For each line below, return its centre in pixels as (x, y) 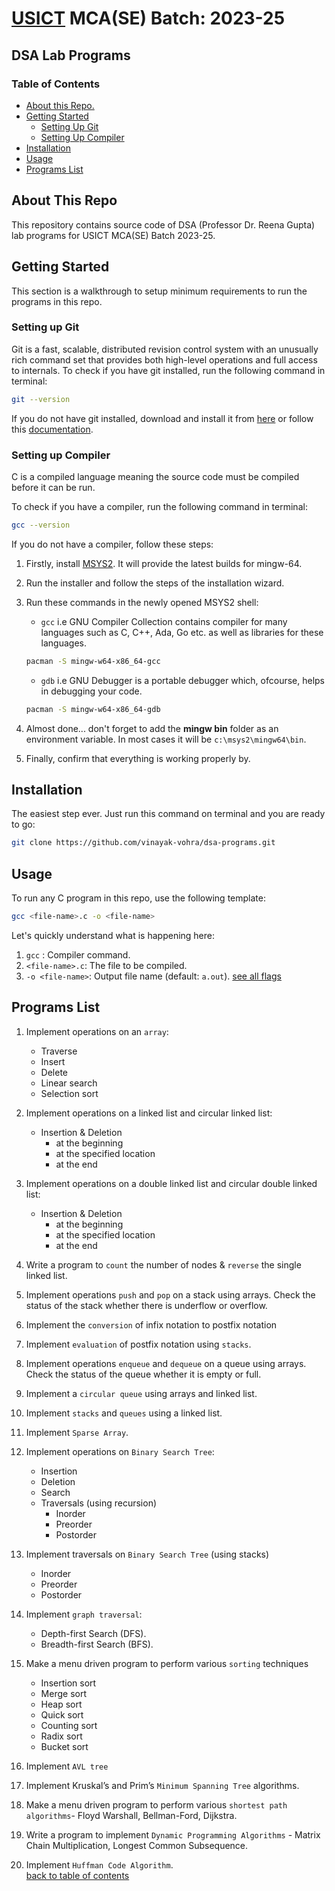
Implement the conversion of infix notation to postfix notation (151, 1324)
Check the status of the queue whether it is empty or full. (143, 1374)
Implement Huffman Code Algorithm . (99, 1864)
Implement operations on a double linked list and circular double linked (171, 1183)
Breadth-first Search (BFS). (97, 1644)
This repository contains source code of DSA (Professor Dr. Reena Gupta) (163, 224)
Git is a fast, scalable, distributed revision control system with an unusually (165, 349)
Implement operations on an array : (97, 1031)
